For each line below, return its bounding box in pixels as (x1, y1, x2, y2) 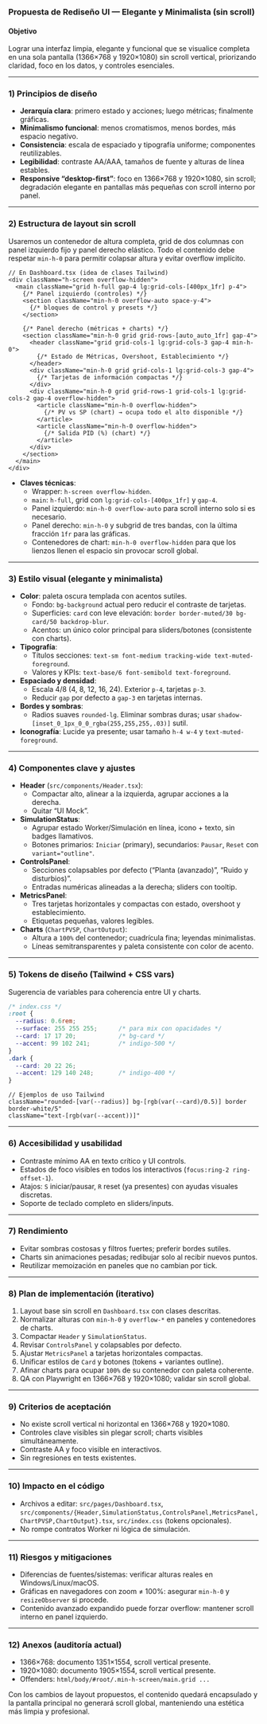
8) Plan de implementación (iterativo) (8, 1288, 155, 1299)
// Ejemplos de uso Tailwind (8, 1091, 105, 1099)
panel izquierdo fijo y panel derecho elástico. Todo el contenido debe (8, 245, 235, 254)
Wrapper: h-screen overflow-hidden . (31, 486, 153, 496)
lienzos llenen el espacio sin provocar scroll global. (31, 545, 199, 556)
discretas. (19, 1190, 53, 1200)
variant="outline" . (31, 848, 95, 858)
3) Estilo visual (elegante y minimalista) (8, 573, 164, 584)
